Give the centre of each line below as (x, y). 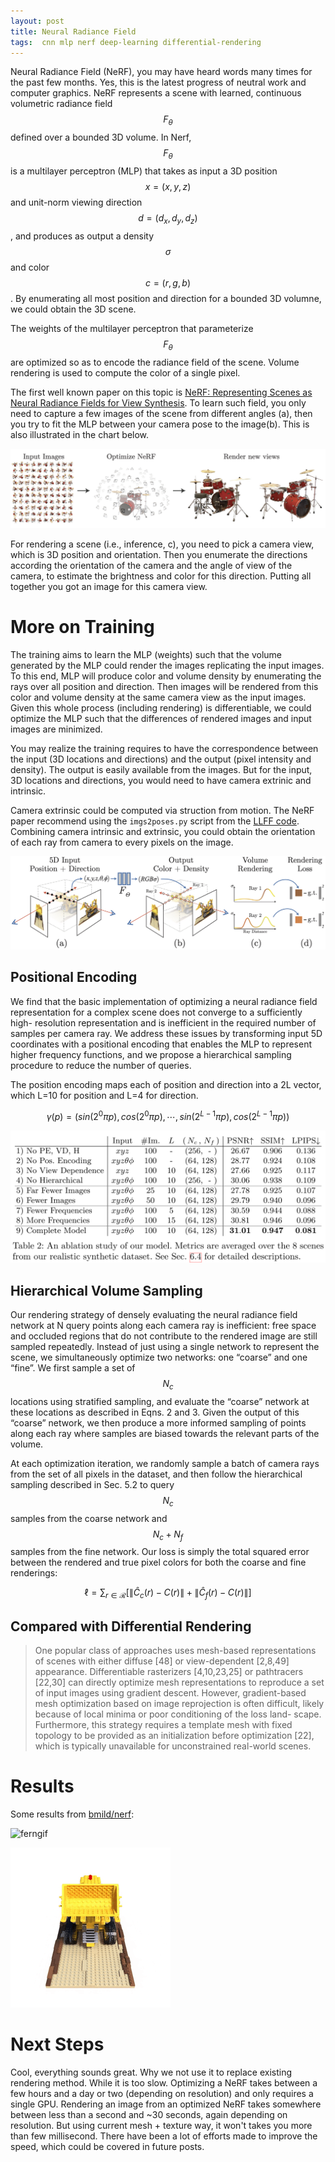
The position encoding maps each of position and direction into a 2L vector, (166, 1084)
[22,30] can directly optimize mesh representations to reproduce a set (179, 1682)
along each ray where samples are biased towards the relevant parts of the (165, 1433)
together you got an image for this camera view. (109, 587)
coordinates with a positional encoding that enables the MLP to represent (161, 1044)
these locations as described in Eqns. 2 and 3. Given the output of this (155, 1412)
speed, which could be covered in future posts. (107, 2146)
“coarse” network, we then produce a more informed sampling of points (158, 1422)
